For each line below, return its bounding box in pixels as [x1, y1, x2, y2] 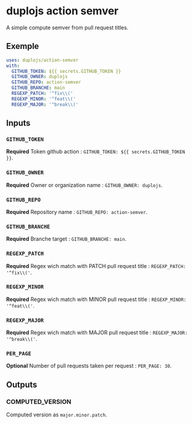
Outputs [6, 379, 38, 389]
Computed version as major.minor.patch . [6, 411, 107, 419]
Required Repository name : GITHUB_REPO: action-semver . [6, 208, 148, 216]
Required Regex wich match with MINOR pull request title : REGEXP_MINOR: [6, 296, 187, 303]
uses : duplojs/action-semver [6, 57, 79, 63]
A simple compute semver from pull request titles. [6, 24, 129, 31]
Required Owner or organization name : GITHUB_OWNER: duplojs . [6, 181, 163, 189]
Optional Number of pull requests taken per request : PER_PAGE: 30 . [6, 362, 172, 370]
